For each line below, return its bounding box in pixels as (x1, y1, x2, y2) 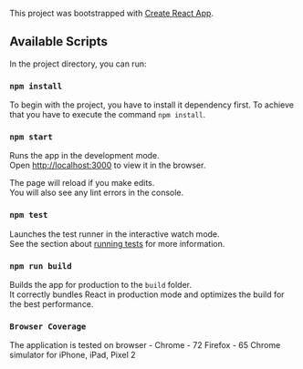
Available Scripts (9, 34, 108, 49)
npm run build (9, 261, 72, 272)
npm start (9, 132, 53, 142)
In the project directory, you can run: (9, 58, 147, 69)
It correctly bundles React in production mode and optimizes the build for (9, 289, 285, 300)
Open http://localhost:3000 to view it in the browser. (9, 159, 206, 171)
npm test (9, 210, 48, 220)
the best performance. (9, 299, 94, 309)
